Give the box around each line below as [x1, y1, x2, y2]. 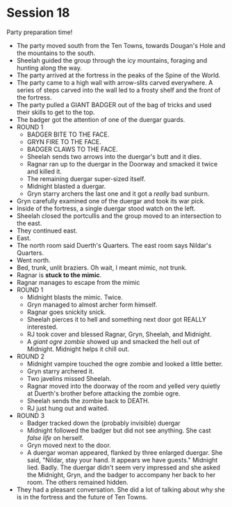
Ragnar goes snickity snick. [26, 308, 106, 316]
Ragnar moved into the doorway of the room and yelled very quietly [26, 382, 220, 390]
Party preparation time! [6, 28, 73, 36]
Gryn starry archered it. [26, 367, 94, 375]
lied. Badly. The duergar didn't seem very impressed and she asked [26, 463, 220, 471]
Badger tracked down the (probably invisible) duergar [26, 419, 181, 427]
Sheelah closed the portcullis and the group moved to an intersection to [16, 211, 222, 220]
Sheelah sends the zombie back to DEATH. [26, 396, 150, 405]
